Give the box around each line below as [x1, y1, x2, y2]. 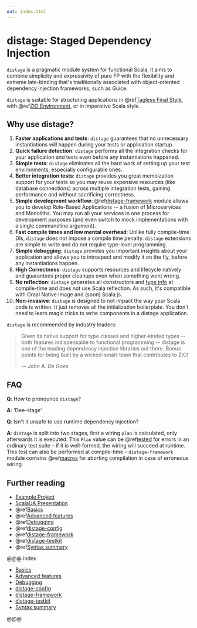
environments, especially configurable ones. [15, 166, 123, 173]
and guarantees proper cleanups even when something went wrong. [15, 272, 181, 279]
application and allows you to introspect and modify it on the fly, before [15, 253, 188, 260]
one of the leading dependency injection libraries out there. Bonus [21, 345, 181, 352]
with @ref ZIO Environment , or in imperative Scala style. [6, 102, 140, 109]
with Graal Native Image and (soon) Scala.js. [15, 291, 123, 298]
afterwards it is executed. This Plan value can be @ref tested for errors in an [6, 436, 189, 443]
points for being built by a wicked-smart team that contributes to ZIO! [21, 351, 189, 359]
